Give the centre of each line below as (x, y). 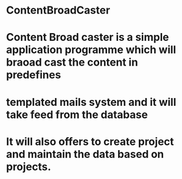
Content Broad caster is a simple (88, 38)
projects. (29, 167)
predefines (34, 75)
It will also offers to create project (90, 141)
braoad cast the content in (72, 62)
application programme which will (91, 50)
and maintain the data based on (85, 154)
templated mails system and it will (91, 102)
